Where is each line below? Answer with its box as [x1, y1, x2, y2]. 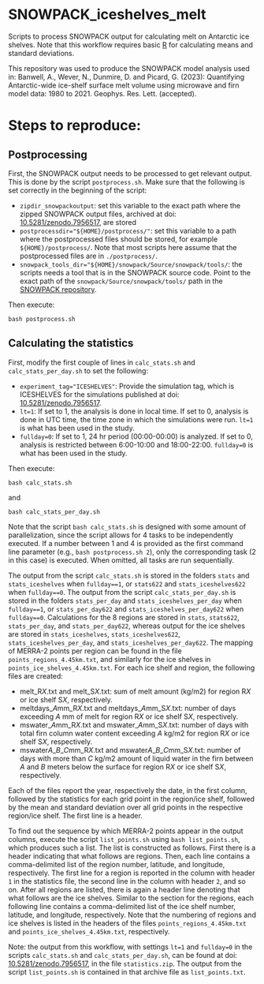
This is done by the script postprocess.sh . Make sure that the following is [8, 177, 246, 186]
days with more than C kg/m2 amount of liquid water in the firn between [19, 754, 254, 763]
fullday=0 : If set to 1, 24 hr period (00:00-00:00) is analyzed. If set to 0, [19, 432, 254, 441]
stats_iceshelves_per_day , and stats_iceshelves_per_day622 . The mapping [8, 638, 254, 647]
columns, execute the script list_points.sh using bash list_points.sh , [8, 834, 240, 844]
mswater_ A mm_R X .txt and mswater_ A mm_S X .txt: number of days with [19, 720, 249, 729]
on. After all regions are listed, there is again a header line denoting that [8, 885, 240, 894]
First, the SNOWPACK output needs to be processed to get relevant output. [8, 168, 252, 178]
